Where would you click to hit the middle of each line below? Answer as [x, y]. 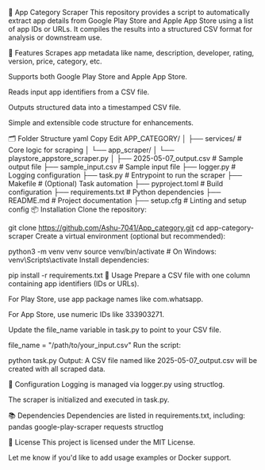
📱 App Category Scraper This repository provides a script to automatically [129, 12]
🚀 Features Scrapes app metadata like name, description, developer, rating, [131, 53]
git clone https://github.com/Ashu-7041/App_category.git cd [106, 227]
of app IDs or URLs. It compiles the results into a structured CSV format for [130, 29]
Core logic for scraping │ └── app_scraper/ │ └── [91, 150]
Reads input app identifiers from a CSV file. [79, 92]
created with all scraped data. [57, 369]
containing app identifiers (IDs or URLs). [74, 284]
